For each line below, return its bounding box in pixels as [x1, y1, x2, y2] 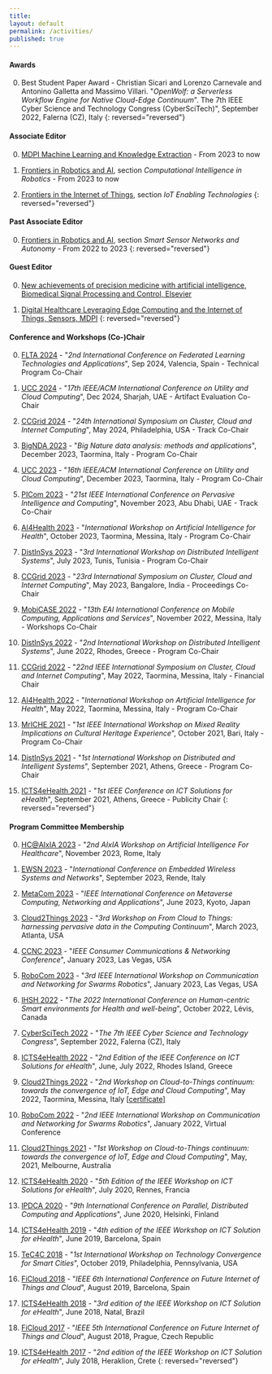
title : [9, 11, 32, 20]
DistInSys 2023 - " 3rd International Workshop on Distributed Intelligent [20, 547, 259, 557]
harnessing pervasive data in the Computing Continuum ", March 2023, [20, 922, 259, 932]
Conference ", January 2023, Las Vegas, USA [20, 955, 172, 965]
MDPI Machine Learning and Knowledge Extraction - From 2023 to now [20, 149, 261, 159]
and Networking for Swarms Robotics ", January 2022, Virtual [20, 1119, 227, 1129]
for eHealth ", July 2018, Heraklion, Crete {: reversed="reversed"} [20, 1356, 239, 1366]
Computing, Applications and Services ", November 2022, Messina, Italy [20, 613, 262, 623]
